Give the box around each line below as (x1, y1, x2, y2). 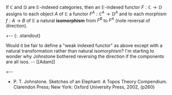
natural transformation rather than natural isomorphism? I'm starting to (6, 48, 155, 54)
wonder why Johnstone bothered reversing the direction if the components (6, 53, 164, 60)
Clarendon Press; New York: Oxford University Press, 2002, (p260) (13, 84, 155, 90)
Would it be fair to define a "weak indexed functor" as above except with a (6, 42, 163, 49)
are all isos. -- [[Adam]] (6, 59, 55, 65)
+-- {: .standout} (6, 33, 41, 39)
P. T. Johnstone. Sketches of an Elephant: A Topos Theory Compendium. (13, 79, 167, 85)
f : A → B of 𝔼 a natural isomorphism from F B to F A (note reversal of (6, 16, 150, 23)
